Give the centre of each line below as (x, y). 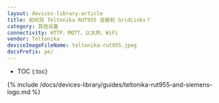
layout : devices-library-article (55, 13)
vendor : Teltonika (33, 39)
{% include (23, 84)
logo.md (19, 92)
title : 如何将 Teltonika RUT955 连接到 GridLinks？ (79, 20)
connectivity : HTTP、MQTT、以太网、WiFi (63, 33)
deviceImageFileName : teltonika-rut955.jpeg (72, 45)
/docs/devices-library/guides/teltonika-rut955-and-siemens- (126, 84)
